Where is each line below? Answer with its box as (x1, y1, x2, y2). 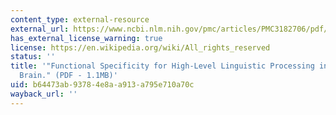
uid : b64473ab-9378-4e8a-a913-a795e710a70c (10, 80, 195, 90)
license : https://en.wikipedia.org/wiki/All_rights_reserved (10, 42, 271, 53)
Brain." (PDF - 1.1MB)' (19, 71, 118, 81)
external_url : (10, 24, 70, 34)
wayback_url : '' (10, 89, 78, 99)
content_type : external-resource (10, 14, 150, 25)
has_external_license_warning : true (10, 33, 163, 43)
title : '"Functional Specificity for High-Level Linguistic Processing (10, 61, 315, 71)
